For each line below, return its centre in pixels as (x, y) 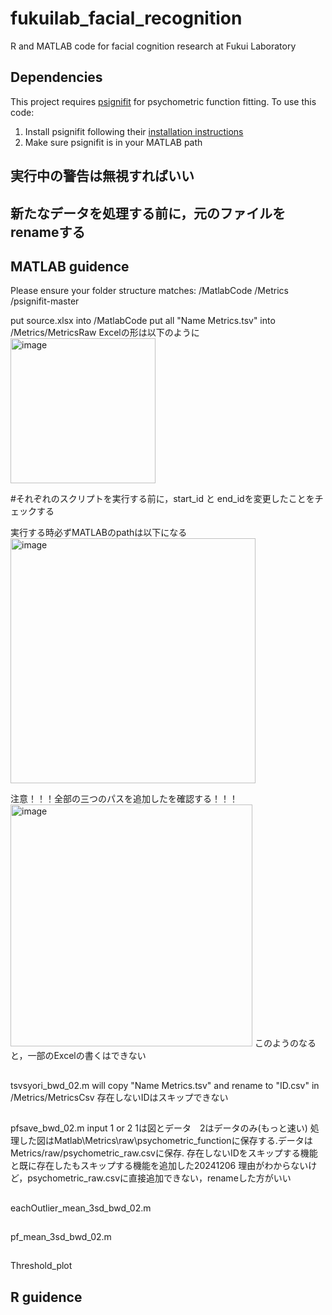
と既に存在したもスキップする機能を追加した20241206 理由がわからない (159, 1166)
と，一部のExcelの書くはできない (78, 1056)
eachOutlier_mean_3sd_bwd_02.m (81, 1208)
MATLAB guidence (70, 266)
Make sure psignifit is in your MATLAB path (113, 142)
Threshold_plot (41, 1266)
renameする (48, 232)
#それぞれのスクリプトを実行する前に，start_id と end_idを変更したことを (162, 499)
